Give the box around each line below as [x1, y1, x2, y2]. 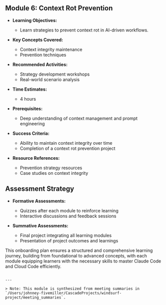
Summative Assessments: [12, 222, 68, 228]
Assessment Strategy [5, 185, 74, 193]
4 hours [19, 96, 36, 102]
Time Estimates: [12, 86, 47, 92]
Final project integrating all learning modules [19, 232, 112, 238]
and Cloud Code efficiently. [5, 263, 61, 269]
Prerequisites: [12, 105, 43, 112]
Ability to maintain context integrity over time [19, 140, 112, 146]
